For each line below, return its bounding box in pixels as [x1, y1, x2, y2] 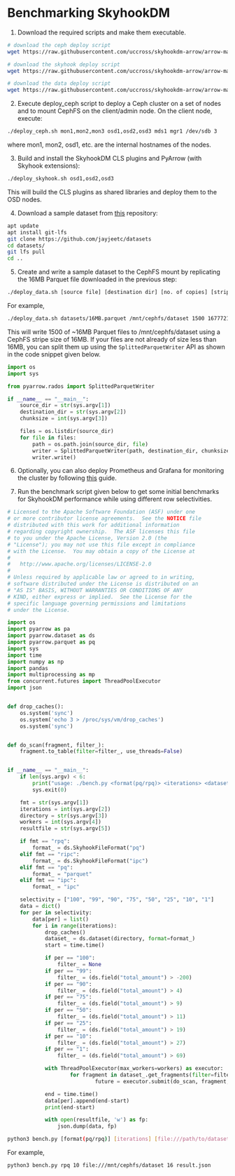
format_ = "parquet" [32, 870, 92, 878]
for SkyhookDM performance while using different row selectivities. [17, 495, 213, 503]
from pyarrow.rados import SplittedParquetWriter [7, 382, 155, 390]
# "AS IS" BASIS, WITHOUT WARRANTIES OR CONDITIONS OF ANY [7, 587, 183, 594]
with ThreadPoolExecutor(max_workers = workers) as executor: [44, 1065, 224, 1072]
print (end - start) [44, 1104, 96, 1111]
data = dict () [20, 903, 61, 910]
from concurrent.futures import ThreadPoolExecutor [7, 678, 161, 685]
